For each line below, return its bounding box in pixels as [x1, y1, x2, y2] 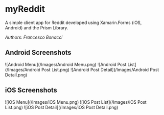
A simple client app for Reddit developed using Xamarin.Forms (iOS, [5, 20, 142, 25]
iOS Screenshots [5, 86, 57, 94]
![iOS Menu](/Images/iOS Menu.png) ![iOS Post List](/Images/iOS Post [5, 99, 147, 105]
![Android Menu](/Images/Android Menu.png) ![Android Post [5, 61, 127, 67]
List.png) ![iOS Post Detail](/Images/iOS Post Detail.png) [5, 104, 118, 110]
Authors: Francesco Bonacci [5, 34, 63, 40]
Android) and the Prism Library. [5, 24, 69, 30]
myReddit [5, 3, 45, 15]
